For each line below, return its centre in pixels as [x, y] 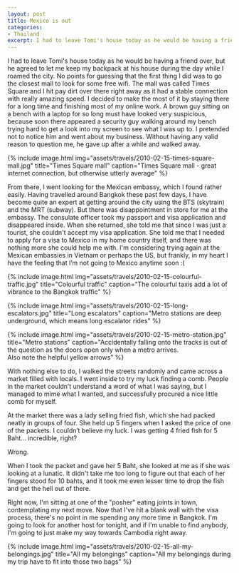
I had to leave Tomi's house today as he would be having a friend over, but [116, 61]
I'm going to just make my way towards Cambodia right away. [97, 533]
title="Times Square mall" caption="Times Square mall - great [126, 166]
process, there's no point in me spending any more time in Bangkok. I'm [113, 517]
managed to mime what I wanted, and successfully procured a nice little [113, 394]
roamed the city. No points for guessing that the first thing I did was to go [115, 76]
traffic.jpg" [23, 284]
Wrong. [18, 452]
